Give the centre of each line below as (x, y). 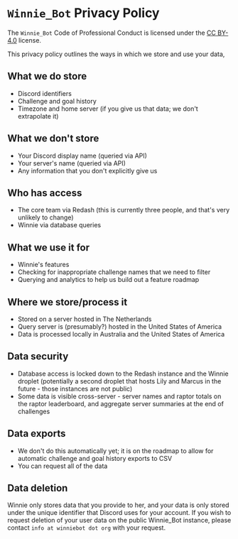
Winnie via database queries (59, 225)
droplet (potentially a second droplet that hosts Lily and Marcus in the (119, 381)
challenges (34, 411)
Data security (38, 356)
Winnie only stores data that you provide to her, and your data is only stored (118, 505)
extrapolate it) (38, 116)
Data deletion (38, 488)
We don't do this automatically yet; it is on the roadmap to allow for (115, 451)
